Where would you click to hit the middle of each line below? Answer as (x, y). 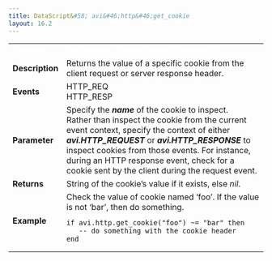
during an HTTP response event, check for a (150, 160)
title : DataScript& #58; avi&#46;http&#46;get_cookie (99, 16)
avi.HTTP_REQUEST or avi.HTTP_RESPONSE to (158, 140)
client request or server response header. (145, 73)
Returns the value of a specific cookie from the (155, 63)
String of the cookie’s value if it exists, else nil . (153, 183)
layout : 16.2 (30, 24)
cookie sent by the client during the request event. (161, 170)
